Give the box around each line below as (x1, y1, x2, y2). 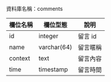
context (9, 54, 31, 62)
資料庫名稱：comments (6, 5, 63, 12)
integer (38, 32, 58, 40)
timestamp (38, 65, 68, 73)
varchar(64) (38, 43, 73, 51)
